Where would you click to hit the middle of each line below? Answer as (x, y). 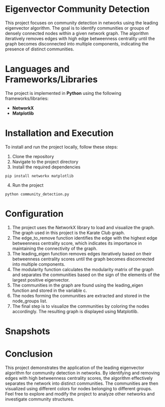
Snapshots (28, 331)
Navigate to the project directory (45, 162)
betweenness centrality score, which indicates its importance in (77, 243)
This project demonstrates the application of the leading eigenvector (75, 367)
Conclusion (29, 354)
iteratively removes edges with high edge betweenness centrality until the (80, 39)
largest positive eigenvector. (41, 280)
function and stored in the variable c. (49, 290)
